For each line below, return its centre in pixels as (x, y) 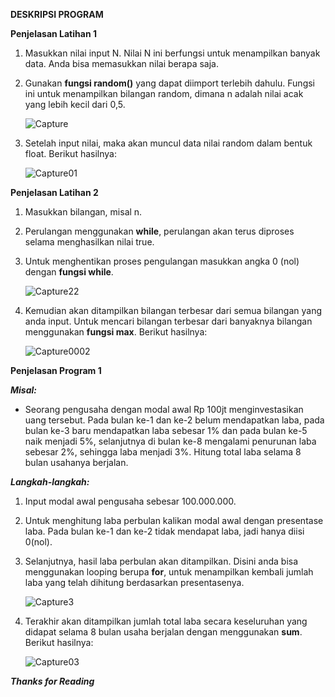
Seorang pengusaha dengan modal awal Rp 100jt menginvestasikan (164, 409)
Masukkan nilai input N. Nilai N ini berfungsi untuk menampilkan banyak (172, 53)
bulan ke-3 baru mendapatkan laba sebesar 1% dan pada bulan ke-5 (166, 430)
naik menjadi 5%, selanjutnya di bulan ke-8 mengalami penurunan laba (170, 441)
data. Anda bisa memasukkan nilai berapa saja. (121, 63)
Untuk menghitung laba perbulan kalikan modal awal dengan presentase (174, 520)
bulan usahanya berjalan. (76, 462)
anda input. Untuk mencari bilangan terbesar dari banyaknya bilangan (168, 321)
